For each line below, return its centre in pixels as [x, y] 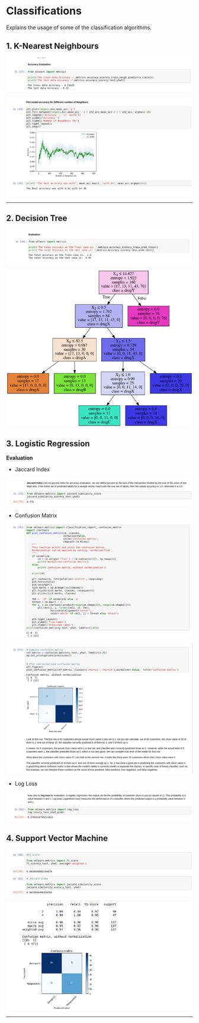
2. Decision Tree [37, 218]
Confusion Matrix [36, 515]
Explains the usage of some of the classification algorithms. [79, 27]
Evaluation [20, 458]
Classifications [44, 11]
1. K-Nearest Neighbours [52, 46]
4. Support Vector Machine [57, 838]
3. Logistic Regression [48, 444]
